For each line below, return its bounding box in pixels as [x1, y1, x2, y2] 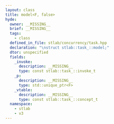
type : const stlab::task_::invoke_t [18, 69, 96, 74]
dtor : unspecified [10, 50, 49, 55]
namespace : [10, 102, 33, 107]
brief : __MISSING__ [10, 26, 51, 31]
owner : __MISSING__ [10, 21, 51, 27]
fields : [10, 54, 26, 60]
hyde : [5, 17, 17, 22]
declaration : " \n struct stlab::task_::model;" [10, 45, 109, 50]
